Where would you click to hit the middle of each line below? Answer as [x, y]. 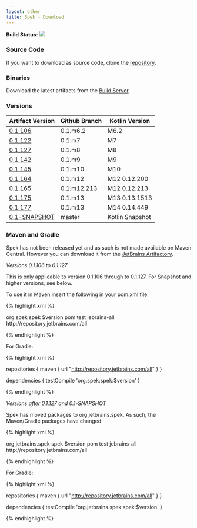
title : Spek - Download [35, 17]
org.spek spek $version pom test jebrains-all [60, 317]
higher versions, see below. [39, 283]
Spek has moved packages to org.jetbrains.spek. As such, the [81, 414]
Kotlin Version [130, 121]
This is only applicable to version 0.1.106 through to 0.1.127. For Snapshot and [99, 277]
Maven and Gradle [33, 235]
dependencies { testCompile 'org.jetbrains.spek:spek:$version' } [84, 507]
